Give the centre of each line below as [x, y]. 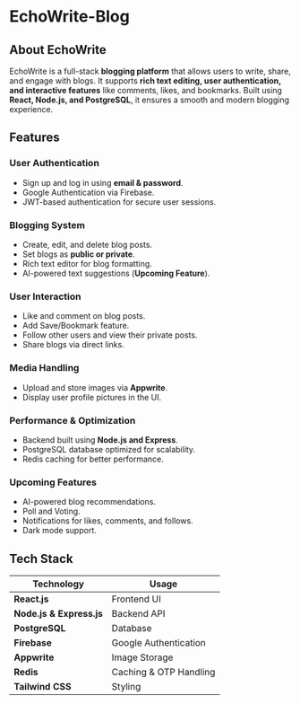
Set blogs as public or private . [79, 254]
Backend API [138, 613]
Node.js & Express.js [58, 613]
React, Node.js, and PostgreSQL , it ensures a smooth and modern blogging [149, 100]
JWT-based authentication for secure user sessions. [119, 202]
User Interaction [45, 296]
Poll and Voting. [51, 511]
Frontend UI [136, 599]
